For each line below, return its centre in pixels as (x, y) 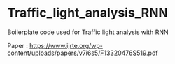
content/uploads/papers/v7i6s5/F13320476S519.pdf (83, 53)
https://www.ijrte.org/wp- (66, 45)
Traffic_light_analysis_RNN (87, 13)
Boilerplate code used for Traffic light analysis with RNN (88, 32)
